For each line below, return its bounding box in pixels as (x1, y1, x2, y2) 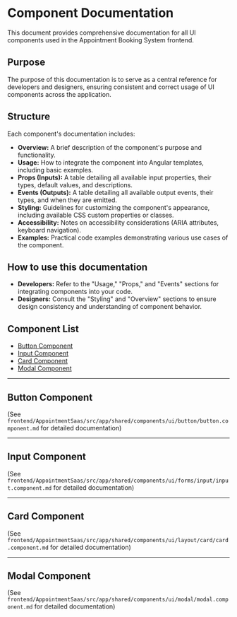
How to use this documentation (7, 261, 148, 273)
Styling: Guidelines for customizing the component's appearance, (17, 203, 210, 211)
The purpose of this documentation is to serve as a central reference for (7, 75, 217, 83)
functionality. (17, 151, 56, 159)
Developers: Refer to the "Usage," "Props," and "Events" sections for (17, 280, 219, 288)
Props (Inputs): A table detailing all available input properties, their (17, 173, 212, 182)
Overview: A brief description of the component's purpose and (17, 143, 202, 151)
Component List (7, 323, 80, 335)
